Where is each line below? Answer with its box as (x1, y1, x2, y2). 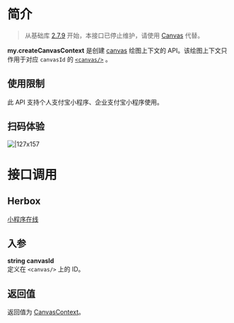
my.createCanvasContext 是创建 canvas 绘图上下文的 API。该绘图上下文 (7, 46, 221, 54)
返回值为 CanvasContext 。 (7, 308, 85, 317)
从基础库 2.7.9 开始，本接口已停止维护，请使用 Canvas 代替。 (24, 31, 204, 40)
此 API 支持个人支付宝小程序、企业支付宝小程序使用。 (7, 98, 164, 106)
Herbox (7, 195, 41, 207)
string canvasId (7, 257, 54, 265)
